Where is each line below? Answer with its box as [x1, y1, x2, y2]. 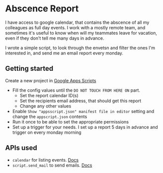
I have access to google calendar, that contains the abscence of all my [5, 19, 150, 25]
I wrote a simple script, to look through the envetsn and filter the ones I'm [5, 45, 156, 51]
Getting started [5, 64, 54, 73]
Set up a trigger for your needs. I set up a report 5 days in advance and [12, 124, 158, 130]
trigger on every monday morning [12, 129, 81, 135]
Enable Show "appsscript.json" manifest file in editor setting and [12, 108, 155, 114]
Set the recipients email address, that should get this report [19, 98, 142, 104]
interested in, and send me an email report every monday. [5, 50, 123, 56]
